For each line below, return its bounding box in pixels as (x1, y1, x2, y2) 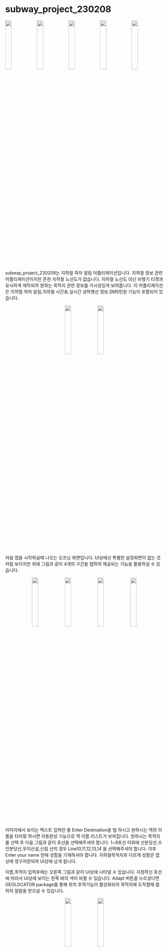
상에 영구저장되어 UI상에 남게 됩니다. (5, 858, 77, 864)
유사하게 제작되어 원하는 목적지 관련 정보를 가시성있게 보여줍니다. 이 (5, 282, 138, 288)
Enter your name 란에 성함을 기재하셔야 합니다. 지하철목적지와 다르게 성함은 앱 (5, 852, 159, 858)
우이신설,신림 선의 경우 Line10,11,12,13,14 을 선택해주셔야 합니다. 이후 (22, 846, 156, 852)
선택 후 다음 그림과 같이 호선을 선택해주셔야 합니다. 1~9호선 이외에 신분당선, (10, 839, 158, 845)
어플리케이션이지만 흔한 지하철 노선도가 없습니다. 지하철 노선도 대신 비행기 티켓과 (5, 276, 163, 282)
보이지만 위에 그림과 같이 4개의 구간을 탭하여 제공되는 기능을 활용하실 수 (14, 561, 155, 567)
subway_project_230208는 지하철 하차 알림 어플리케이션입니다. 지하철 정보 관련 (5, 269, 163, 276)
